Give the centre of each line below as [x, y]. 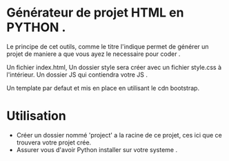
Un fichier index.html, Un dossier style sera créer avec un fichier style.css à [114, 67]
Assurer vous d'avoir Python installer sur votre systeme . [97, 149]
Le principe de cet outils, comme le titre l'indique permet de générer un [108, 46]
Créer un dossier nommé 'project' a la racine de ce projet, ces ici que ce [119, 135]
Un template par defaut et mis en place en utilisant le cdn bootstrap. [103, 88]
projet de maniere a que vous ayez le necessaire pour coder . [93, 54]
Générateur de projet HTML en [95, 13]
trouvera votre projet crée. [54, 142]
